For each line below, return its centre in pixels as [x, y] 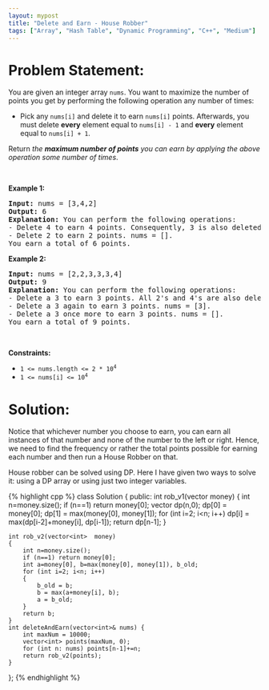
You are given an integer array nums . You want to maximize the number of [129, 92]
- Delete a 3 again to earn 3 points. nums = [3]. [110, 306]
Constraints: [30, 353]
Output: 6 [27, 212]
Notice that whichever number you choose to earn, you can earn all [119, 431]
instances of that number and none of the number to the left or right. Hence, [134, 440]
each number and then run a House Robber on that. [93, 457]
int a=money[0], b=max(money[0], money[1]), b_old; [110, 565]
